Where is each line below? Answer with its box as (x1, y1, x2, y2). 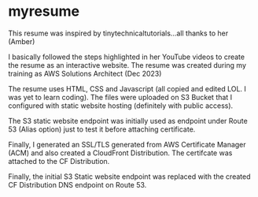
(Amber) (8, 36, 35, 46)
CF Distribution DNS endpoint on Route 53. (8, 180, 147, 189)
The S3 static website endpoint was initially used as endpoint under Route (8, 116, 248, 125)
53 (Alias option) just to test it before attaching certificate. (8, 125, 196, 134)
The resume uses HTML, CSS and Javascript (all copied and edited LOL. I (8, 84, 246, 93)
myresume (8, 2, 80, 20)
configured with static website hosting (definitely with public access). (8, 101, 234, 110)
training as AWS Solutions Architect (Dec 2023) (8, 69, 162, 78)
